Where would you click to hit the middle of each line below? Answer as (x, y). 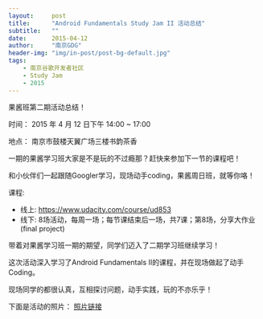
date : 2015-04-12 (48, 38)
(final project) (43, 228)
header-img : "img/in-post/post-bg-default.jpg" (90, 53)
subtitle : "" (34, 31)
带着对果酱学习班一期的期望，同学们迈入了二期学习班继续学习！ (114, 245)
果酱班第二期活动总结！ (47, 107)
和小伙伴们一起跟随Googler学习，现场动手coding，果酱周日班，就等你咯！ (131, 175)
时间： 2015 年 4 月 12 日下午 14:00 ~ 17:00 (80, 124)
